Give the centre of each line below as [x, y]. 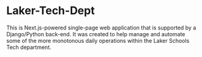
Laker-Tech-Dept [50, 11]
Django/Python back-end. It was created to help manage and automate [96, 34]
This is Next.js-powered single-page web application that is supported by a [101, 28]
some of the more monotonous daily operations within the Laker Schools [98, 40]
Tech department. [29, 47]
